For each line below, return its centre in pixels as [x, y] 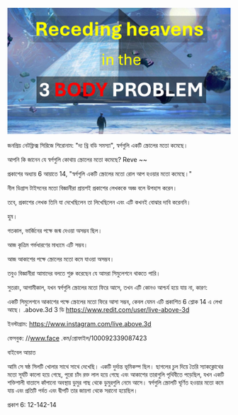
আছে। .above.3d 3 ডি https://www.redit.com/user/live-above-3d [98, 309]
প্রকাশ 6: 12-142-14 [32, 404]
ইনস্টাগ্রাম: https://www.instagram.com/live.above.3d [79, 323]
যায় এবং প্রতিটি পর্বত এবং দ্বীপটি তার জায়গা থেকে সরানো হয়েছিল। [73, 390]
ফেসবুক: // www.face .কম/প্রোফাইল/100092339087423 [77, 338]
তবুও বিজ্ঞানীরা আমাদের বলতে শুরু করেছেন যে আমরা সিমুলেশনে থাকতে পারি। [84, 273]
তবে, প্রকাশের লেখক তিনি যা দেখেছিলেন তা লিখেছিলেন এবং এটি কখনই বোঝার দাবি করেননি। [99, 202]
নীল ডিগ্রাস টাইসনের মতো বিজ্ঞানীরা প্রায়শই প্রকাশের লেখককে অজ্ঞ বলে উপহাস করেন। [92, 188]
